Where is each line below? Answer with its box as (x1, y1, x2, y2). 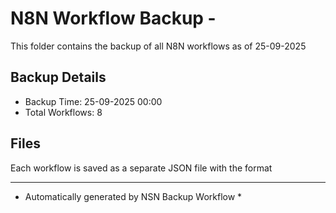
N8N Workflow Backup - (10, 7, 217, 30)
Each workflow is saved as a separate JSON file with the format (10, 162, 273, 174)
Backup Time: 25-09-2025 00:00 (24, 95, 163, 107)
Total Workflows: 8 (24, 106, 103, 118)
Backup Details (10, 69, 107, 86)
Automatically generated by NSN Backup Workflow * (24, 190, 243, 202)
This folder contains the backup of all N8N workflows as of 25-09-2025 (10, 40, 307, 52)
